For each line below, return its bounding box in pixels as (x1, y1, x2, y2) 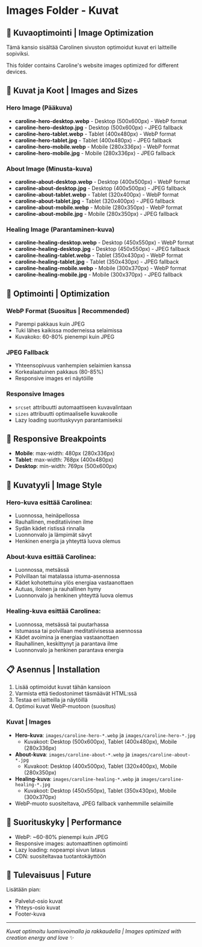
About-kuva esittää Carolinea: (6, 553, 96, 561)
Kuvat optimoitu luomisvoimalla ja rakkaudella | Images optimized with (6, 928, 182, 935)
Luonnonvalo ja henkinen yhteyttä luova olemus (14, 592, 133, 599)
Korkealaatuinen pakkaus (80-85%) (14, 369, 104, 376)
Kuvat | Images (6, 718, 51, 726)
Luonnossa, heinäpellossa (14, 512, 80, 519)
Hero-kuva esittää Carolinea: (6, 498, 93, 507)
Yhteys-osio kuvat (14, 904, 61, 911)
